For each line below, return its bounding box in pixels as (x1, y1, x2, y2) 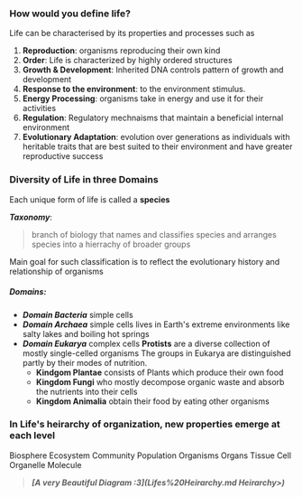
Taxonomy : (9, 211, 52, 222)
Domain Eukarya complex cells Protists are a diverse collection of (22, 338, 270, 349)
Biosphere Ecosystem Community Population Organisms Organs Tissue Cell (9, 450, 291, 461)
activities (22, 103, 57, 114)
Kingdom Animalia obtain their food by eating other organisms (35, 396, 270, 407)
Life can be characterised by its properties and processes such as (9, 28, 255, 39)
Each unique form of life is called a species (9, 193, 170, 205)
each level (9, 429, 56, 442)
